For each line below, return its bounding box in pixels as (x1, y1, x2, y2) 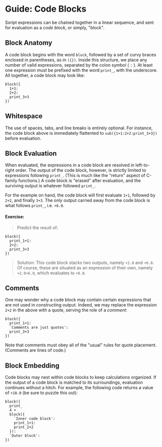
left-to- (135, 162, 150, 168)
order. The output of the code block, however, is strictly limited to (15, 167, 146, 173)
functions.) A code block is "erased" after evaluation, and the (18, 178, 141, 183)
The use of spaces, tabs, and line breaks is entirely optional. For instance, (5, 125, 153, 131)
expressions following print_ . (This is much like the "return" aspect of (5, 173, 145, 179)
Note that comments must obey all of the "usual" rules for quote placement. (5, 342, 157, 348)
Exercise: (5, 214, 24, 219)
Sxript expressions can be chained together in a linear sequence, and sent (5, 19, 154, 25)
